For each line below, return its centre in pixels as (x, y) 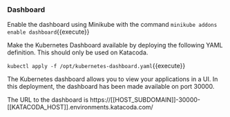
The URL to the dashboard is (48, 100)
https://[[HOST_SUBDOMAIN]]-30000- (145, 100)
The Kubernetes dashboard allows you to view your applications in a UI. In (113, 79)
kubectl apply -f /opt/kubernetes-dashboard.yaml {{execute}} (96, 66)
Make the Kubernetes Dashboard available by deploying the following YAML (115, 45)
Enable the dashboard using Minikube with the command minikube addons (112, 25)
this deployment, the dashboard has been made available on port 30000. (111, 87)
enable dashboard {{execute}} (48, 32)
